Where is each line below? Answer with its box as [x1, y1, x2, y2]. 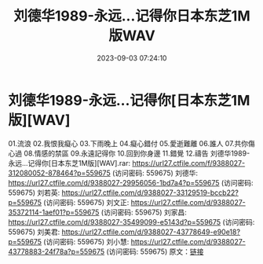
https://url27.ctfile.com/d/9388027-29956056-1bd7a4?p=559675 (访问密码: [8, 178, 254, 187]
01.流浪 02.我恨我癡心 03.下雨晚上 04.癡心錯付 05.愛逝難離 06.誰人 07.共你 [8, 138, 249, 148]
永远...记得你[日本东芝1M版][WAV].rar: [8, 158, 131, 167]
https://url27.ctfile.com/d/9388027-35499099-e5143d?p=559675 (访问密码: [8, 217, 255, 226]
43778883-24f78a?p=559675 [8, 247, 105, 256]
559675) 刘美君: [8, 227, 60, 236]
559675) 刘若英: [8, 188, 60, 197]
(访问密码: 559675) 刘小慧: [42, 236, 130, 246]
